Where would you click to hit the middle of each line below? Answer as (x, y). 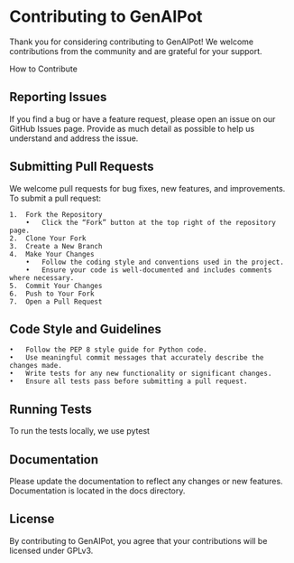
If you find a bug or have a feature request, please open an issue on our (142, 118)
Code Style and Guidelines (86, 328)
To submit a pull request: (55, 198)
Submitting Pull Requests (82, 167)
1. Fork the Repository (56, 214)
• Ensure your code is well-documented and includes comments (149, 270)
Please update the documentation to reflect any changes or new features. (146, 481)
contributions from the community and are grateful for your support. (136, 51)
